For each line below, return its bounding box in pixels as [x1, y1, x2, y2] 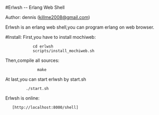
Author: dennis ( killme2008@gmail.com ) [5, 14, 90, 20]
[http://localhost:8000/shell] [12, 105, 79, 110]
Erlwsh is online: [5, 95, 40, 101]
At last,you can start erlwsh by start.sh [5, 76, 87, 82]
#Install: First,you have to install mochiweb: [5, 34, 96, 40]
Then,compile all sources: [5, 57, 60, 63]
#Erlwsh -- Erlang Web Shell [5, 5, 65, 10]
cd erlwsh [32, 44, 54, 49]
